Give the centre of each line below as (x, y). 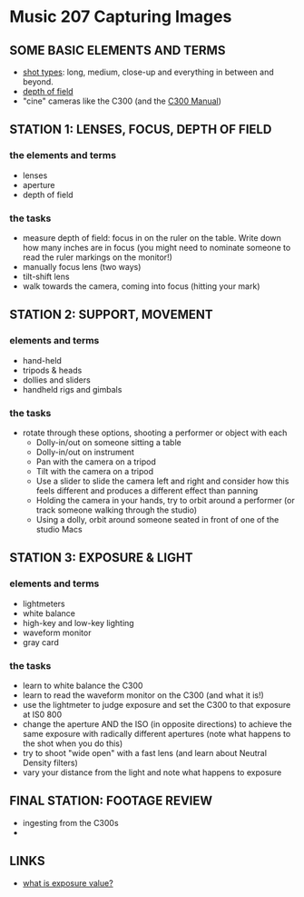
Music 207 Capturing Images (121, 17)
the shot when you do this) (73, 743)
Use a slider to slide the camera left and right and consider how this (162, 481)
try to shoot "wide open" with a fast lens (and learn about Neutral (145, 752)
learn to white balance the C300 (83, 685)
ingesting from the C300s (71, 822)
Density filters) (50, 762)
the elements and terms (63, 155)
